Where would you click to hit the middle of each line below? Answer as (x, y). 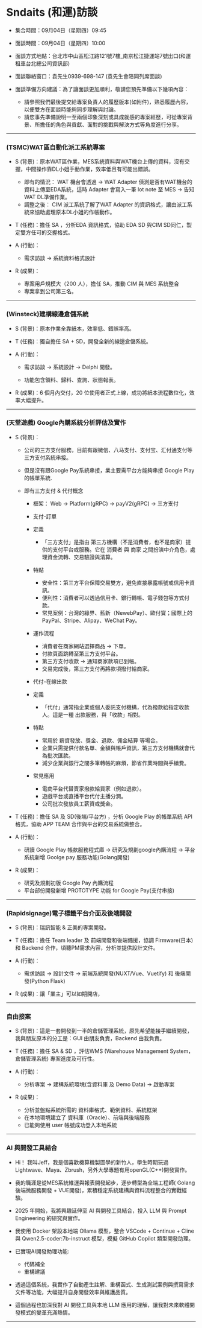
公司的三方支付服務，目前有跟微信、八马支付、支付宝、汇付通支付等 (108, 450)
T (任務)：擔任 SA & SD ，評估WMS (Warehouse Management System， (104, 1051)
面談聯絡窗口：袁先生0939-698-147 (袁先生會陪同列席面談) (88, 76)
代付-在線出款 (50, 681)
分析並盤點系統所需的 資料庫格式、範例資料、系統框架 (90, 1110)
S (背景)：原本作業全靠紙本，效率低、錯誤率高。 (75, 328)
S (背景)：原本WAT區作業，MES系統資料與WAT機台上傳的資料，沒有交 (102, 162)
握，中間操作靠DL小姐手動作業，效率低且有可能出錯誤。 (84, 169)
